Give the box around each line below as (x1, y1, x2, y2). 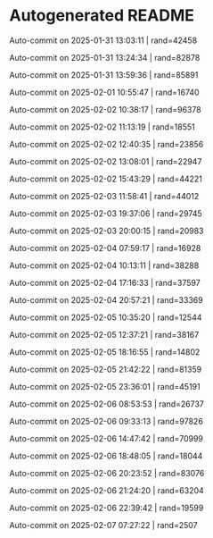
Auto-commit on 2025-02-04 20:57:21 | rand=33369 (9, 294, 203, 305)
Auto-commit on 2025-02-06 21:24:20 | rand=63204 (9, 484, 205, 496)
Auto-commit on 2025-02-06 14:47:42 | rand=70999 (9, 433, 203, 443)
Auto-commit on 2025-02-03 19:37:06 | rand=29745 (9, 207, 202, 219)
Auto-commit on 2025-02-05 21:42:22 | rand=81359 (9, 364, 202, 374)
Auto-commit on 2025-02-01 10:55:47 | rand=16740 (9, 87, 200, 97)
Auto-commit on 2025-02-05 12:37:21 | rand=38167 (9, 329, 200, 340)
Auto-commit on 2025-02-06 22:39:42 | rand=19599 (9, 502, 204, 513)
